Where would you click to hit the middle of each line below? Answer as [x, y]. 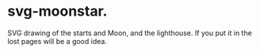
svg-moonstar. [57, 11]
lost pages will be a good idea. [57, 41]
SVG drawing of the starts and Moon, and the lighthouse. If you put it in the [130, 33]
